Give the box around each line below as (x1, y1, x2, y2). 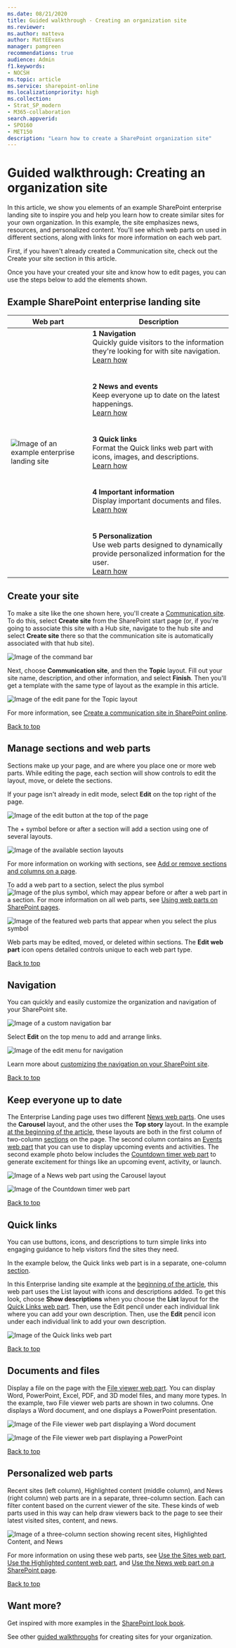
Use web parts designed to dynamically (92, 540, 223, 549)
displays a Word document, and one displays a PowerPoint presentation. (7, 1406, 217, 1414)
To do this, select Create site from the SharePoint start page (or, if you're (7, 616, 219, 625)
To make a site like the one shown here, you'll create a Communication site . (7, 608, 225, 617)
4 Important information (92, 487, 175, 497)
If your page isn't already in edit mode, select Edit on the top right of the (7, 789, 216, 798)
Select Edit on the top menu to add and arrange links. (7, 1032, 162, 1041)
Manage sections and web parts (7, 742, 151, 754)
